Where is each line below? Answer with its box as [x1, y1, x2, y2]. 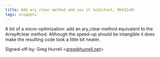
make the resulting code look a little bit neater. [5, 36, 100, 42]
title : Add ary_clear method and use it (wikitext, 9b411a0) [5, 7, 135, 12]
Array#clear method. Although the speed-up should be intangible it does [5, 31, 155, 37]
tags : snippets [5, 12, 37, 17]
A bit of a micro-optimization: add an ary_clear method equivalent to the [5, 25, 153, 31]
